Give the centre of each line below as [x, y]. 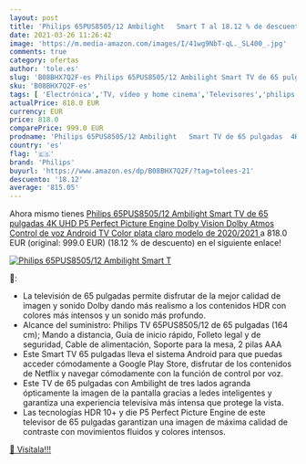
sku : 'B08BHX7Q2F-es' [51, 86]
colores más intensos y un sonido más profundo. [114, 315]
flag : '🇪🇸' [32, 153]
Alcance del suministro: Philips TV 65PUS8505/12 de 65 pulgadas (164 [155, 325]
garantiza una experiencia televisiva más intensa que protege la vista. [153, 403]
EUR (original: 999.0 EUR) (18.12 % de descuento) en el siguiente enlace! [146, 243]
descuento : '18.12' [46, 179]
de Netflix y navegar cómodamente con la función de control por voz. [153, 374]
